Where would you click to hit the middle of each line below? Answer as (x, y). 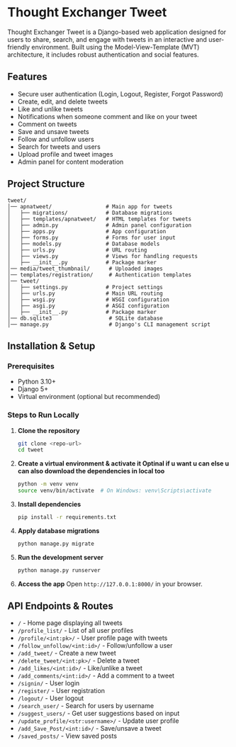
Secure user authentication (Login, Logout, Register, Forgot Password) (120, 94)
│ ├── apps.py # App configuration (87, 231)
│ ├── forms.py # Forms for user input (91, 237)
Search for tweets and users (59, 147)
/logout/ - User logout (51, 698)
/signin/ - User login (49, 683)
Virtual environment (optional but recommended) (89, 397)
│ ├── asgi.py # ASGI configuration (89, 305)
